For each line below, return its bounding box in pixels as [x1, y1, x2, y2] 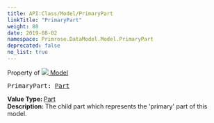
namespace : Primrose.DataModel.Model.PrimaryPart [7, 36, 154, 43]
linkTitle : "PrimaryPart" [7, 17, 82, 23]
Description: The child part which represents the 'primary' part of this [7, 102, 208, 111]
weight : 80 [7, 23, 39, 30]
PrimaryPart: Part [7, 82, 70, 90]
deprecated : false [7, 42, 60, 49]
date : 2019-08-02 [7, 29, 58, 37]
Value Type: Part [7, 95, 56, 103]
